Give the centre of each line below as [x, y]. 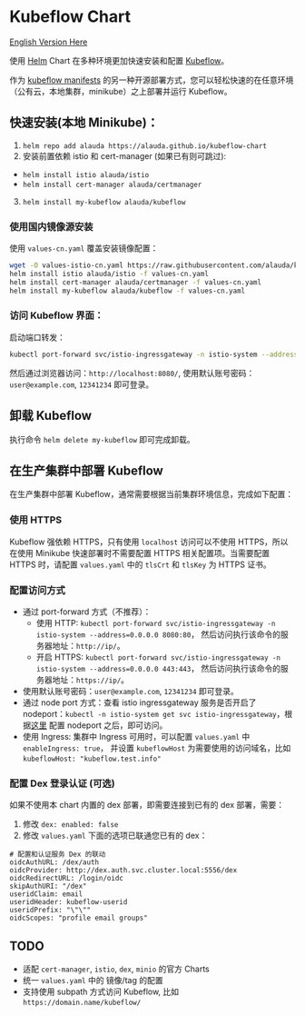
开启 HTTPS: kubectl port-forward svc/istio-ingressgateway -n [158, 657]
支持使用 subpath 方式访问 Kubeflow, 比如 [101, 991]
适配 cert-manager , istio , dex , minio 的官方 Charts [116, 969]
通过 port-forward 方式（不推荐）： [87, 612]
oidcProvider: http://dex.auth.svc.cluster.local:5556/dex [123, 871]
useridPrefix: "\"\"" [50, 911]
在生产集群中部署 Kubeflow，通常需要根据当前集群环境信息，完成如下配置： [152, 494]
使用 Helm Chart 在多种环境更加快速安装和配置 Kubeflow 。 [119, 60]
